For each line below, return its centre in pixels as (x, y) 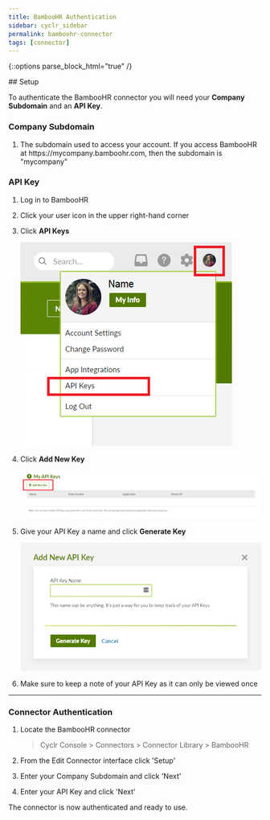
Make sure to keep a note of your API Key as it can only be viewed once (139, 684)
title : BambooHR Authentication (62, 17)
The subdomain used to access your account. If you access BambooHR (138, 144)
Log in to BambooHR (54, 199)
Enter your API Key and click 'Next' (78, 792)
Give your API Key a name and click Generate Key (103, 531)
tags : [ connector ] (39, 43)
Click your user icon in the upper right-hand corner (104, 215)
